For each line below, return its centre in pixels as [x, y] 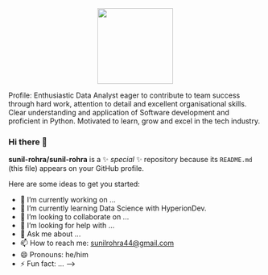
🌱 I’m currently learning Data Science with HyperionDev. [113, 208]
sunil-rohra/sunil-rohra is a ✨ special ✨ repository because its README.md [130, 160]
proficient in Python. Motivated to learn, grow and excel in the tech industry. [134, 121]
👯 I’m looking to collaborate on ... [74, 217]
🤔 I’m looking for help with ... [67, 226]
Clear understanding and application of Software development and [119, 112]
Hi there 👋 [28, 142]
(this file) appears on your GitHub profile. [76, 169]
